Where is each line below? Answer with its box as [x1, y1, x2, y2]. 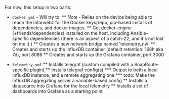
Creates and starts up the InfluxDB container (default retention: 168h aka [12, 46, 163, 52]
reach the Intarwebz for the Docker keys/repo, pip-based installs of [12, 20, 153, 25]
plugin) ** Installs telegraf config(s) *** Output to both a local [29, 67, 158, 73]
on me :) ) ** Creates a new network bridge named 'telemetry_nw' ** [12, 41, 155, 47]
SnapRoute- [134, 62, 159, 67]
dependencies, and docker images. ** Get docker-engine [12, 25, 132, 31]
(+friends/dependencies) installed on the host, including [12, 30, 130, 36]
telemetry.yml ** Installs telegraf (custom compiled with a [12, 62, 134, 67]
